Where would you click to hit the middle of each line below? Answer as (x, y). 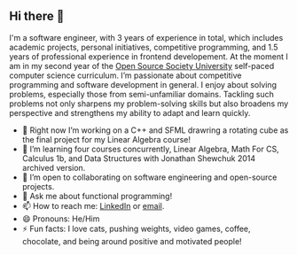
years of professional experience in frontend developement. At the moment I (148, 56)
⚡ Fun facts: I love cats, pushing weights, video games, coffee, (136, 228)
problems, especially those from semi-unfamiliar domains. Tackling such (142, 94)
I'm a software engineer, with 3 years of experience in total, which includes (146, 37)
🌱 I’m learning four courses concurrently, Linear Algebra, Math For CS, (150, 149)
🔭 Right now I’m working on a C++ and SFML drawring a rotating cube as (155, 130)
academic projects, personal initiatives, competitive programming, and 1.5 (144, 47)
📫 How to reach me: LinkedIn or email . (93, 205)
